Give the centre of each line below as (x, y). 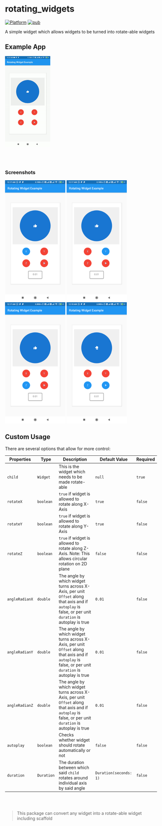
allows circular (73, 559)
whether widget (74, 740)
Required (146, 459)
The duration (71, 762)
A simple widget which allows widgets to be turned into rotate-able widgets (80, 31)
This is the (69, 467)
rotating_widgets (40, 9)
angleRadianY (20, 653)
